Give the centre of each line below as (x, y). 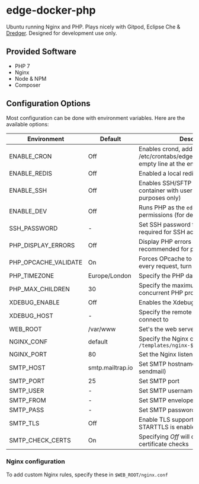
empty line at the (162, 164)
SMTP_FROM (28, 400)
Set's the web (158, 329)
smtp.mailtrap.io (110, 367)
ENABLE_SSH (28, 190)
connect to (154, 319)
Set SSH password (165, 224)
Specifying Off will (164, 437)
